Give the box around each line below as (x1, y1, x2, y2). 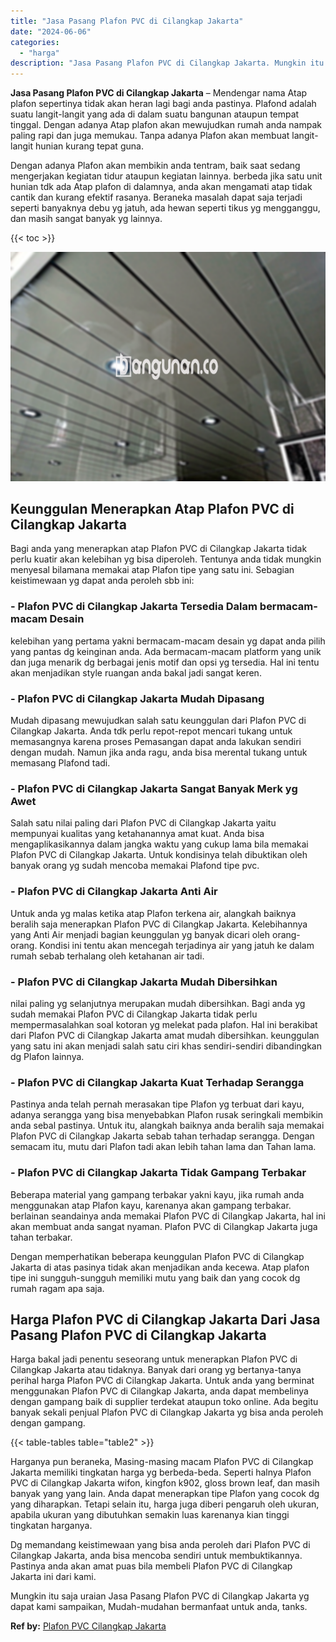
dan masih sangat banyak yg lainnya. (10, 213, 163, 225)
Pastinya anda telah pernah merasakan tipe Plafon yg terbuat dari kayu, (10, 1098, 305, 1110)
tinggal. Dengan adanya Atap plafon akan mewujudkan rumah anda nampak (10, 119, 322, 131)
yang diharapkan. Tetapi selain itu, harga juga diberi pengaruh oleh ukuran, (10, 1498, 320, 1510)
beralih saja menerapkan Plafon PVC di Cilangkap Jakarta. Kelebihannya (10, 918, 308, 930)
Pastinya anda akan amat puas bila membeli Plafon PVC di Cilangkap (10, 1560, 293, 1572)
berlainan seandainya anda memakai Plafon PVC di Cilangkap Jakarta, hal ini (10, 1210, 326, 1222)
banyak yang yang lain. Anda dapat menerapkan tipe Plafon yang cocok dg (10, 1488, 320, 1500)
